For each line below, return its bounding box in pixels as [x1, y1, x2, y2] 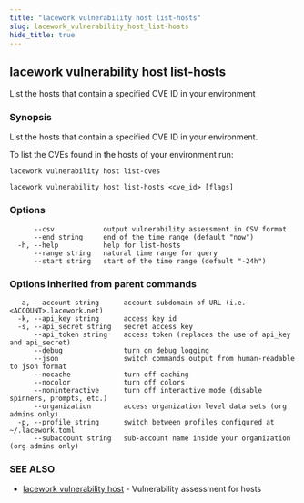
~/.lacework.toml [9, 426, 76, 436]
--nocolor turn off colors [33, 378, 185, 387]
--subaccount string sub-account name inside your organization [33, 434, 291, 443]
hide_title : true [9, 30, 76, 39]
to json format [9, 362, 67, 372]
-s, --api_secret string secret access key [17, 323, 194, 332]
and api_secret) [9, 338, 71, 347]
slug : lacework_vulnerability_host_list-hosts [9, 22, 189, 31]
